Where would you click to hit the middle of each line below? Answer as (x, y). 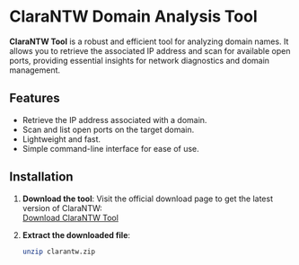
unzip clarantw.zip (59, 252)
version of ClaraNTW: (62, 208)
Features (35, 98)
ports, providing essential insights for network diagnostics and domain (140, 60)
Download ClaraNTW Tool (70, 217)
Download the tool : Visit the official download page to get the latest (148, 199)
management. (35, 70)
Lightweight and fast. (62, 139)
